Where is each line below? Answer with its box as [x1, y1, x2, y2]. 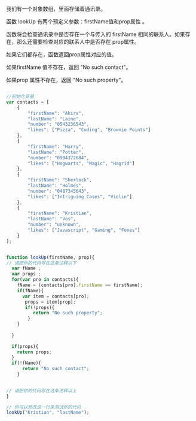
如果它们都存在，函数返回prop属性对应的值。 [6, 51, 118, 58]
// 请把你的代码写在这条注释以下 [6, 260, 76, 266]
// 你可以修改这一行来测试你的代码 [6, 404, 81, 410]
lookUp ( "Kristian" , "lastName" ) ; [6, 410, 90, 416]
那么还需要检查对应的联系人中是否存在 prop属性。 [16, 38, 140, 45]
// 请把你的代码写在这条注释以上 [6, 387, 76, 393]
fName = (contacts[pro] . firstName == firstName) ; [17, 282, 143, 288]
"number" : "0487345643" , [27, 188, 90, 194]
